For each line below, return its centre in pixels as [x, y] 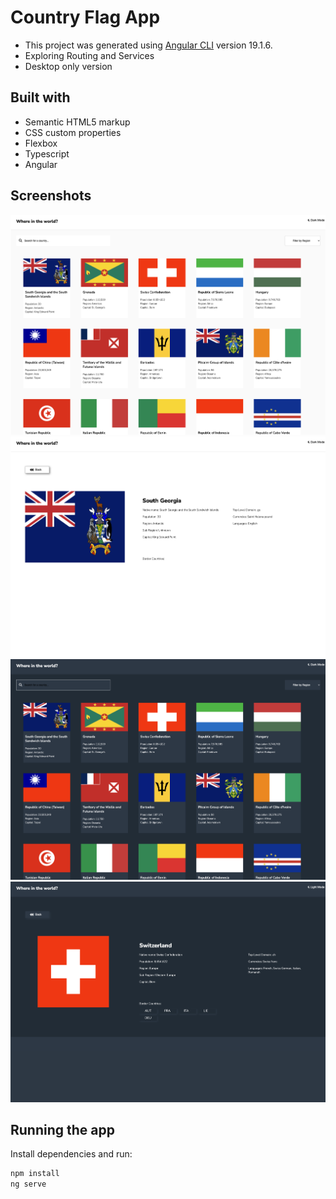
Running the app [62, 1129]
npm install [35, 1174]
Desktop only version [68, 66]
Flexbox [41, 143]
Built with [40, 97]
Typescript [47, 153]
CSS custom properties [73, 132]
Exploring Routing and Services [89, 55]
